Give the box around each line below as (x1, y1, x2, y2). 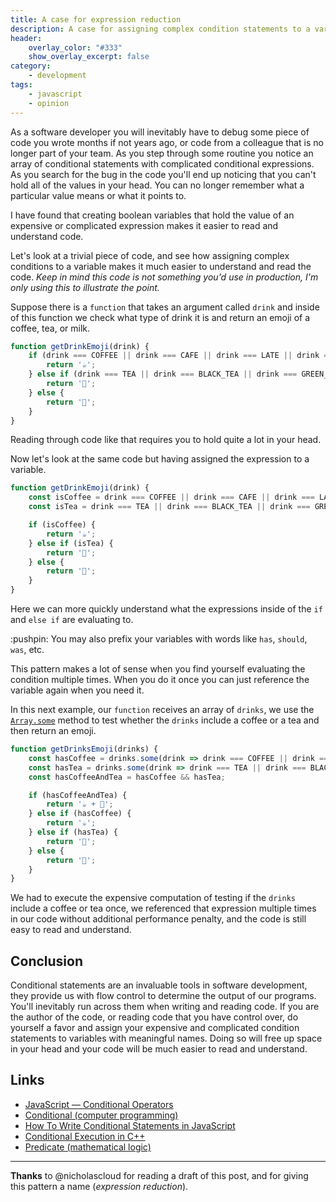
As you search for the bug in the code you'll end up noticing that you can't (10, 168, 317, 180)
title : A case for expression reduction (10, 14, 182, 25)
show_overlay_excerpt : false (28, 52, 150, 62)
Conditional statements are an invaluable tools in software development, (10, 979, 308, 991)
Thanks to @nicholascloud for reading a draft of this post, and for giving (10, 1169, 309, 1181)
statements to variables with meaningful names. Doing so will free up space (10, 1032, 323, 1045)
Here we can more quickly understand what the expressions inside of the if (10, 603, 323, 615)
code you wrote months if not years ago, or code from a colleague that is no (10, 136, 324, 148)
